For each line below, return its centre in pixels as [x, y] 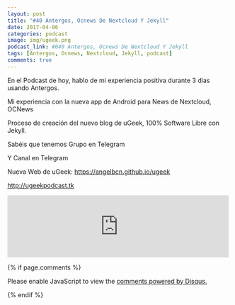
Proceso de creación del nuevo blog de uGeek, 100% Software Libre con [113, 123]
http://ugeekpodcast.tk [41, 185]
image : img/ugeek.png [39, 40]
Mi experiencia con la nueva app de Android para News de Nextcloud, [109, 101]
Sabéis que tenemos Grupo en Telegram [66, 144]
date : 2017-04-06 [33, 27]
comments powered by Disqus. [162, 281]
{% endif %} [25, 294]
